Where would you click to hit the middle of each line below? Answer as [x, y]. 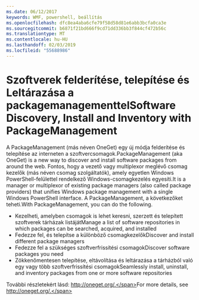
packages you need [39, 253]
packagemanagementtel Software [91, 105]
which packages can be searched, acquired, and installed [85, 228]
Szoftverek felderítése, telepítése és [98, 80]
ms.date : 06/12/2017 [32, 12]
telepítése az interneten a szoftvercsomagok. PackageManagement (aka [94, 153]
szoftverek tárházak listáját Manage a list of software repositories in [97, 222]
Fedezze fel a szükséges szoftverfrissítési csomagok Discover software [102, 248]
